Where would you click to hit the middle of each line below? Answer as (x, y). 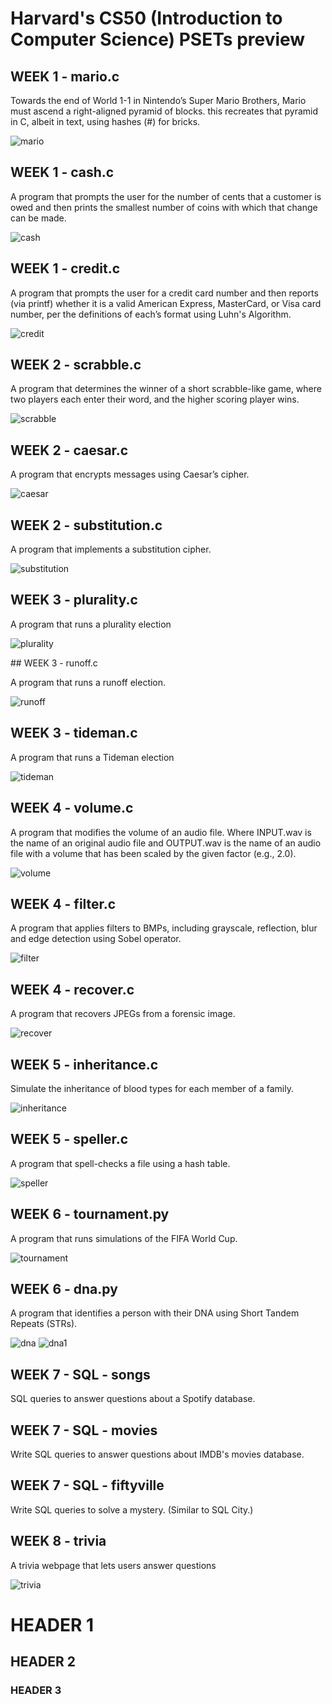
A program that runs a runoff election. (88, 682)
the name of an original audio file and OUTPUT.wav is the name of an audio (166, 843)
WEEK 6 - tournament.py (90, 1214)
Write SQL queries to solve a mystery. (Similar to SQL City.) (132, 1509)
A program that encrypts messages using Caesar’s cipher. (130, 474)
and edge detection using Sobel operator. (96, 939)
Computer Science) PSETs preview (158, 39)
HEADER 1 (52, 1624)
